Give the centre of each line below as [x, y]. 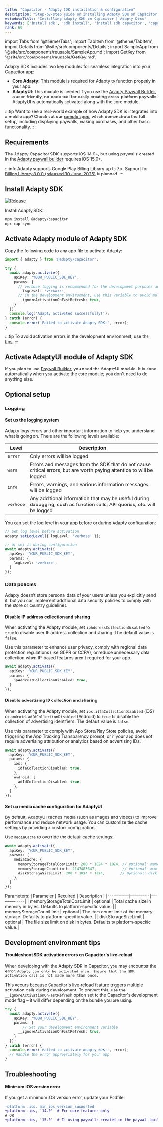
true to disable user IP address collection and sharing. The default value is [80, 633]
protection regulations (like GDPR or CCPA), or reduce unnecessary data [77, 652]
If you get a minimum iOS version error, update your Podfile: [65, 1097]
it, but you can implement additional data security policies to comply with [78, 600]
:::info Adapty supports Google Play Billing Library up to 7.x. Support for [76, 168]
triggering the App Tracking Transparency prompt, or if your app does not [79, 736]
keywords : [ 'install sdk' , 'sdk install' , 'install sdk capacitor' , [76, 23]
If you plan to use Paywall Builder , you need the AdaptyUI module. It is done [81, 369]
